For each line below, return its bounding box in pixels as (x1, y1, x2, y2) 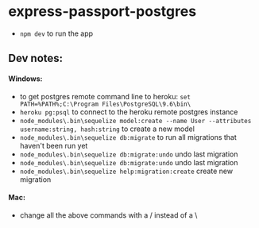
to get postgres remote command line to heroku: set (19, 91, 191, 101)
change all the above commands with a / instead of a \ (19, 210, 198, 220)
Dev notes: (8, 52, 64, 65)
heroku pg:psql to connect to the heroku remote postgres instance (19, 106, 238, 117)
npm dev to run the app (19, 29, 94, 38)
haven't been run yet (19, 141, 88, 150)
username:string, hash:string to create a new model (19, 124, 195, 133)
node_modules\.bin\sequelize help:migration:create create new (19, 166, 233, 176)
